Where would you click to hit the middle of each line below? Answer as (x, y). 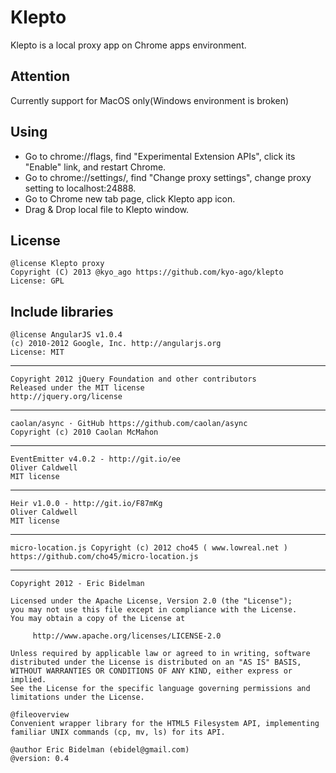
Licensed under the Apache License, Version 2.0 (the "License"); (151, 601)
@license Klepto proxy (57, 264)
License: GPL (37, 281)
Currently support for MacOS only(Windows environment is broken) (150, 100)
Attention (40, 76)
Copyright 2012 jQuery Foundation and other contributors (133, 379)
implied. (28, 680)
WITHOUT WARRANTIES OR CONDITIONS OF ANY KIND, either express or (151, 671)
